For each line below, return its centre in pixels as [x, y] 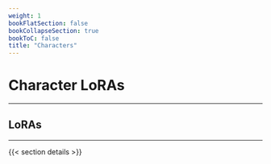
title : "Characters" [43, 46]
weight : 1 [25, 16]
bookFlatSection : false [48, 23]
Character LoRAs [67, 86]
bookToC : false [34, 38]
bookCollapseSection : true [54, 31]
